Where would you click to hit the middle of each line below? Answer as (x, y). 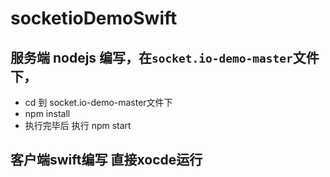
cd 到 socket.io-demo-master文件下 (98, 102)
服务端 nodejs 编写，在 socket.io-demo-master (151, 57)
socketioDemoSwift (94, 18)
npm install (47, 113)
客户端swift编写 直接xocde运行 (106, 160)
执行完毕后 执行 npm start (78, 125)
